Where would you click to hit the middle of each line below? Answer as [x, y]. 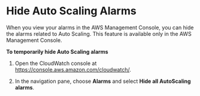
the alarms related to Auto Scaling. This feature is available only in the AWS [99, 33]
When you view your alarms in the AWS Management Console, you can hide [100, 27]
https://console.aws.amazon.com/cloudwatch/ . [73, 69]
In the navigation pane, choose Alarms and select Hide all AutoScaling [103, 81]
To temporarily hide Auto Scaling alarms [57, 51]
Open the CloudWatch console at [56, 63]
